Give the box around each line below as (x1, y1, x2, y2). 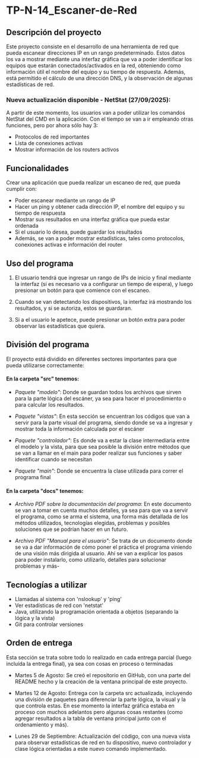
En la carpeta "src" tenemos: (6, 375, 79, 382)
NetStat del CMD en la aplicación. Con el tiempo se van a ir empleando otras (6, 115, 194, 122)
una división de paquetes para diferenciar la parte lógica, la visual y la (14, 696, 186, 703)
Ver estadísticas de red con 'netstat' (14, 602, 104, 609)
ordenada (14, 222, 39, 229)
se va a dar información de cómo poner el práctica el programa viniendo (14, 543, 192, 551)
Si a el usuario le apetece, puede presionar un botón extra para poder (14, 316, 185, 323)
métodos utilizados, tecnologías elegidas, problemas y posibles (14, 520, 170, 527)
